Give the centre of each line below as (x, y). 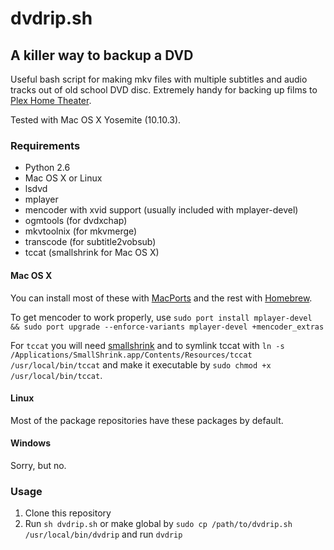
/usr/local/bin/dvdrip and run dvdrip (103, 534)
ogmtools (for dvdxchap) (76, 221)
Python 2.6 (47, 168)
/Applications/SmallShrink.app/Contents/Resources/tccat (131, 355)
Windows (30, 443)
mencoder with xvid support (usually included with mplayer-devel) (161, 210)
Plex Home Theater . (51, 100)
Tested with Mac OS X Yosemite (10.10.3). (96, 120)
